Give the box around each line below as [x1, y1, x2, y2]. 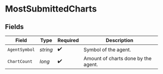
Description [106, 37, 133, 44]
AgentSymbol [7, 47, 35, 52]
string [39, 46, 53, 53]
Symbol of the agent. [83, 46, 131, 53]
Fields [5, 23, 24, 31]
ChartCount [7, 59, 33, 64]
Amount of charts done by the [83, 55, 152, 61]
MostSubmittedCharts [5, 3, 97, 15]
